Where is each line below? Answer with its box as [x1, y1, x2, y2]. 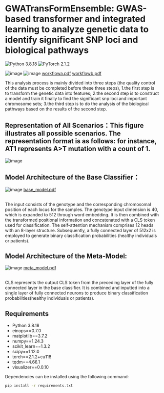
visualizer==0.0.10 [12, 364, 49, 370]
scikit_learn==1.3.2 [12, 343, 50, 349]
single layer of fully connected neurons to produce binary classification [5, 290, 148, 296]
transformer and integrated [32, 13, 145, 25]
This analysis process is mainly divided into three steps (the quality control [5, 79, 155, 86]
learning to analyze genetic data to [5, 24, 149, 35]
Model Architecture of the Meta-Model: [5, 252, 127, 260]
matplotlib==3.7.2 [12, 333, 48, 339]
